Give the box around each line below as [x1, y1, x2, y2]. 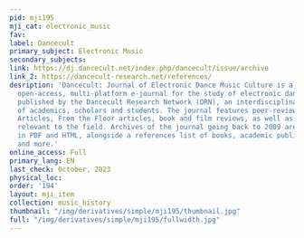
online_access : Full [9, 148, 88, 157]
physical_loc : [9, 173, 63, 182]
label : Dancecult [9, 38, 75, 48]
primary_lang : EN [9, 156, 75, 166]
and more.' [17, 139, 59, 148]
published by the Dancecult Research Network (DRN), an [17, 97, 233, 107]
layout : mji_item [9, 190, 75, 199]
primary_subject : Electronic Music [9, 47, 144, 56]
